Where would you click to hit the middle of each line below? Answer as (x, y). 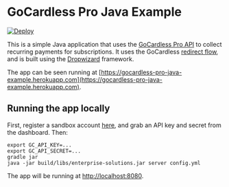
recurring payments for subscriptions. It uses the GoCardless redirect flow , (113, 52)
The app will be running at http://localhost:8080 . (75, 175)
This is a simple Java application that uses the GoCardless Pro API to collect (114, 44)
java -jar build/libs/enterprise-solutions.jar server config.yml (104, 163)
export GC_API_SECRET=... (44, 151)
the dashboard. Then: (38, 132)
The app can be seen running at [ (54, 72)
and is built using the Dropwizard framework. (71, 58)
